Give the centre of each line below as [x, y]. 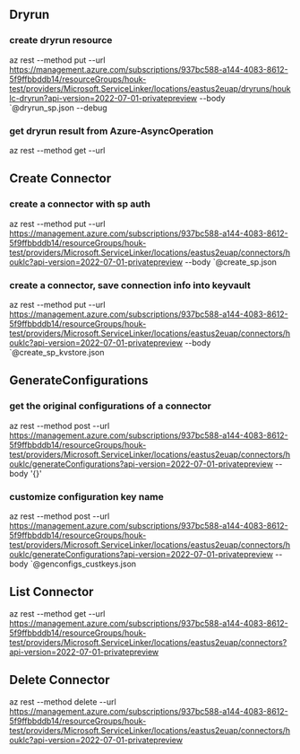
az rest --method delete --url [63, 701]
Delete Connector [60, 680]
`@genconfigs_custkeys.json [83, 564]
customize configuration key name [86, 496]
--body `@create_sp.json [231, 262]
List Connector [51, 592]
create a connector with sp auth [80, 204]
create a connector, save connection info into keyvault [130, 285]
